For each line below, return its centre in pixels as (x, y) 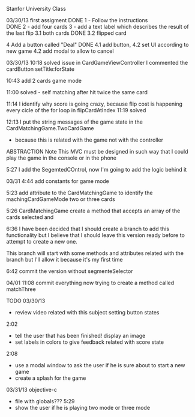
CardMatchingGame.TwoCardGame (50, 128)
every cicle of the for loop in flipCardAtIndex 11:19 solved (76, 110)
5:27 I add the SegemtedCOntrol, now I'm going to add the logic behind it (97, 169)
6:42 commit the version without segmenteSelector (70, 271)
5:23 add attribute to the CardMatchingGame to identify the (79, 193)
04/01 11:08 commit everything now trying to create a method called (90, 283)
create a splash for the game (50, 378)
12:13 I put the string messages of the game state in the (74, 122)
